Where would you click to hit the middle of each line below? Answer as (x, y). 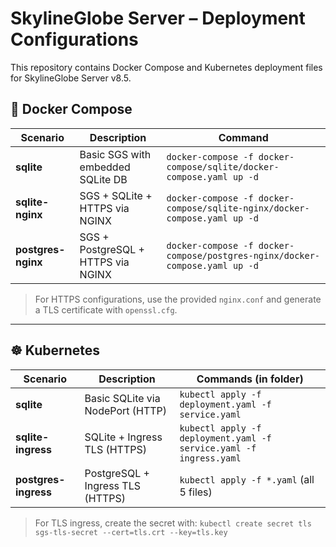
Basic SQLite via (122, 398)
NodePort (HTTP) (126, 410)
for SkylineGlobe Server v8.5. (71, 78)
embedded (105, 167)
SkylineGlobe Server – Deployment (158, 18)
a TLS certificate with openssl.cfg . (106, 309)
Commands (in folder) (250, 379)
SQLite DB (103, 179)
